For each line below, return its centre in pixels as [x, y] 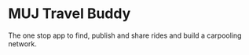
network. [23, 43]
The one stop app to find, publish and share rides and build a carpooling [125, 35]
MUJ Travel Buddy [70, 14]
